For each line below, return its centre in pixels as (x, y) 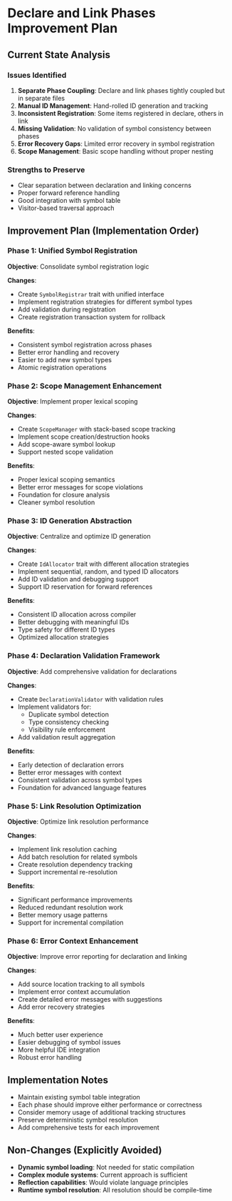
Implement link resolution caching (67, 849)
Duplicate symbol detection (68, 714)
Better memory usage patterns (63, 915)
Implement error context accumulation (74, 992)
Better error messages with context (70, 772)
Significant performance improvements (75, 900)
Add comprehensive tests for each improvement (89, 1127)
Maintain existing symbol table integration (79, 1097)
